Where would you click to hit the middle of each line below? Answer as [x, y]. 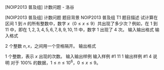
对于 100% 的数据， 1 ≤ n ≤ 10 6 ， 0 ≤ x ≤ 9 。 [56, 62]
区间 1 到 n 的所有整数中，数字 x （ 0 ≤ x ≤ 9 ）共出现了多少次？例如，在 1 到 [82, 24]
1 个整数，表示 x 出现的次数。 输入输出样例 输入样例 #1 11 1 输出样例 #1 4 [78, 56]
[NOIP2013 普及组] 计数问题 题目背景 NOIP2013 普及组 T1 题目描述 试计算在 [82, 17]
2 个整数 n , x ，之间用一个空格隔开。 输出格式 [50, 46]
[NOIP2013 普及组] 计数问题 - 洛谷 [40, 7]
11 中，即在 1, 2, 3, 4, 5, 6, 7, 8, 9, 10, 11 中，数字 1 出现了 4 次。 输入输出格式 [80, 30]
